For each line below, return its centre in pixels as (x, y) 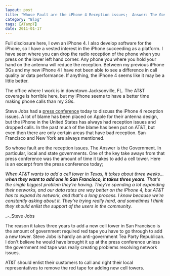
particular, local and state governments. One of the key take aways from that (85, 153)
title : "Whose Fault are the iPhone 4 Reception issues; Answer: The (81, 15)
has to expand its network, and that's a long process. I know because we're (84, 195)
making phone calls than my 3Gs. (40, 101)
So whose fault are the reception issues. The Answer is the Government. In (83, 148)
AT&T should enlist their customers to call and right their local (69, 263)
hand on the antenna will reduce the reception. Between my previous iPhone (85, 65)
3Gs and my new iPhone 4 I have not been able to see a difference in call (81, 70)
